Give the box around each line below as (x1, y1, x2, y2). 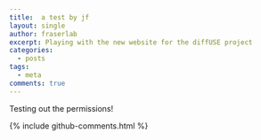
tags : (9, 63, 29, 72)
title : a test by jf (9, 12, 90, 22)
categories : (9, 46, 53, 55)
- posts (17, 54, 46, 63)
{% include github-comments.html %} (9, 121, 149, 131)
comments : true (9, 79, 66, 88)
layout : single (9, 21, 66, 30)
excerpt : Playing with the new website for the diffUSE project (9, 37, 253, 47)
